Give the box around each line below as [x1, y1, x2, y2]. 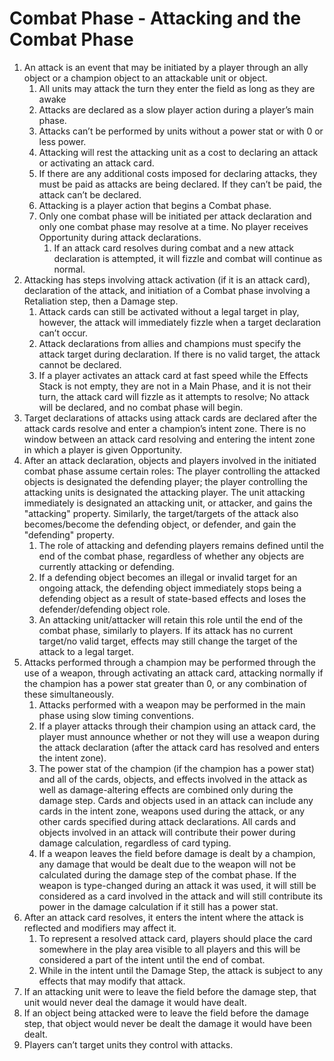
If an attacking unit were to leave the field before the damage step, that [23, 985, 317, 997]
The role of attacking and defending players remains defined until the [38, 539, 325, 551]
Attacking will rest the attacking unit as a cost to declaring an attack [38, 146, 319, 158]
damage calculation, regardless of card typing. [38, 837, 232, 849]
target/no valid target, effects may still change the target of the [38, 635, 298, 647]
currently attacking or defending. [38, 560, 175, 572]
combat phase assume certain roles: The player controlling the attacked [23, 465, 321, 477]
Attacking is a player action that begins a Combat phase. [38, 199, 272, 211]
